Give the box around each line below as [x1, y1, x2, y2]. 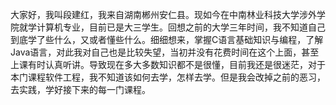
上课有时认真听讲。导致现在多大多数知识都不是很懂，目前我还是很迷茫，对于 [10, 59, 326, 70]
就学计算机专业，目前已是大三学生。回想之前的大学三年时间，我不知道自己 [18, 21, 326, 33]
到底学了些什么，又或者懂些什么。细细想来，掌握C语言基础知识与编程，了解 [10, 34, 324, 45]
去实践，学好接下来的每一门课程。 [10, 84, 151, 95]
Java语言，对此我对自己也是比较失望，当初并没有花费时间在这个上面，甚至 [10, 46, 320, 58]
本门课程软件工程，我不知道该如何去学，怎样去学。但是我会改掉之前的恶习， [10, 71, 326, 83]
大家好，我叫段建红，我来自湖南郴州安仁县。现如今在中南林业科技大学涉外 [10, 9, 317, 20]
